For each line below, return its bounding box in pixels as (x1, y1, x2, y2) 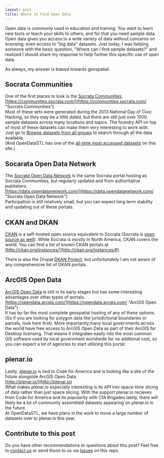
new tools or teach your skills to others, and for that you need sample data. (5, 30, 156, 36)
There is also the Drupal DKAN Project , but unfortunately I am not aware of (5, 256, 156, 262)
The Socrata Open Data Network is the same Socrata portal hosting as (5, 173, 147, 179)
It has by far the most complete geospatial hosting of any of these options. (5, 310, 156, 316)
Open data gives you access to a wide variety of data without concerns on (5, 35, 155, 42)
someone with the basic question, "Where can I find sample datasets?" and (5, 46, 157, 52)
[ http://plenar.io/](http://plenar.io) (5, 378, 72, 384)
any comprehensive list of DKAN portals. (5, 261, 87, 268)
